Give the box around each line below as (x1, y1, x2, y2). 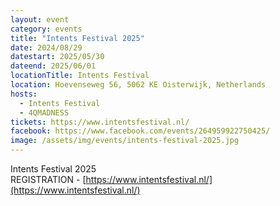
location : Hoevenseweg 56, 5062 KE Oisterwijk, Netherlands (10, 80, 267, 90)
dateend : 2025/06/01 (10, 61, 97, 71)
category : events (10, 24, 83, 34)
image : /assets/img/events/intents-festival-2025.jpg (10, 136, 240, 146)
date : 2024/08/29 (10, 42, 83, 53)
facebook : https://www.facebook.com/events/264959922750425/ (10, 126, 271, 136)
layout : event (10, 14, 70, 25)
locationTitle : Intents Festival (10, 71, 150, 81)
